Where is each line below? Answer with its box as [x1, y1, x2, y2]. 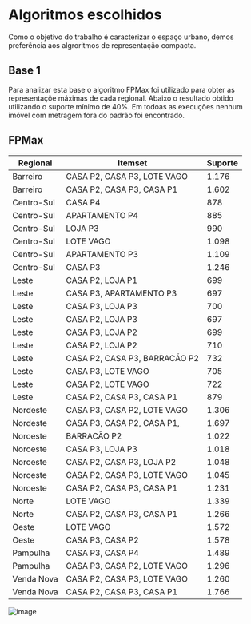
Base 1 [8, 64, 42, 78]
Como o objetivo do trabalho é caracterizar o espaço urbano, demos [8, 32, 234, 42]
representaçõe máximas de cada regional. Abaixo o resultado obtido [8, 93, 233, 103]
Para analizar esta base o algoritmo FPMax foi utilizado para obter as [8, 85, 236, 94]
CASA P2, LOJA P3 [66, 313, 138, 324]
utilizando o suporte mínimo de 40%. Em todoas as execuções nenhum [8, 101, 243, 111]
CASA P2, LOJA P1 [66, 274, 138, 285]
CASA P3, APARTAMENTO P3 [66, 288, 177, 299]
